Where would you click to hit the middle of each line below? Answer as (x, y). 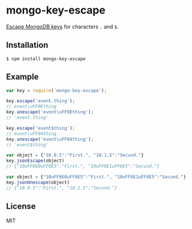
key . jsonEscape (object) (35, 161)
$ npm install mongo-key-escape (46, 59)
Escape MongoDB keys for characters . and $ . (63, 27)
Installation (27, 45)
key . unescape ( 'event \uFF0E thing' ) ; (50, 112)
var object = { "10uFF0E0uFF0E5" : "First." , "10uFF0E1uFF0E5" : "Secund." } (96, 177)
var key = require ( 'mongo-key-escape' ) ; (57, 90)
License (21, 206)
